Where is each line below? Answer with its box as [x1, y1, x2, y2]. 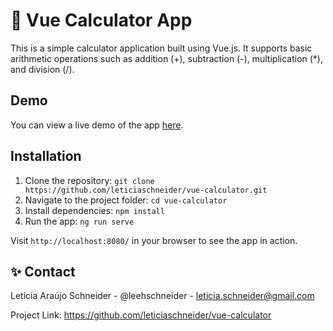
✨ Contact [10, 263, 76, 280]
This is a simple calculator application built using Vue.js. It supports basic [10, 42, 313, 54]
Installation [10, 148, 82, 165]
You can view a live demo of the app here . [10, 119, 184, 131]
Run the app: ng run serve [24, 215, 135, 227]
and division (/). [10, 63, 75, 75]
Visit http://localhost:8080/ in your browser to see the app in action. [10, 234, 298, 246]
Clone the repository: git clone [24, 174, 155, 186]
